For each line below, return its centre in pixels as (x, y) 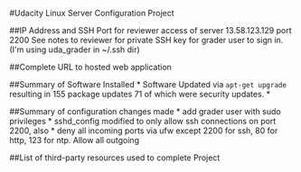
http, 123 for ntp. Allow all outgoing (75, 140)
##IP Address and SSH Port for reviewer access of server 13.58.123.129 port (150, 30)
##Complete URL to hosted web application (90, 67)
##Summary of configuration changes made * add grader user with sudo (146, 111)
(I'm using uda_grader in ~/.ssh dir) (75, 50)
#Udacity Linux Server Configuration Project (92, 13)
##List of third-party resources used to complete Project (115, 158)
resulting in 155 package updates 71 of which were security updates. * (140, 94)
